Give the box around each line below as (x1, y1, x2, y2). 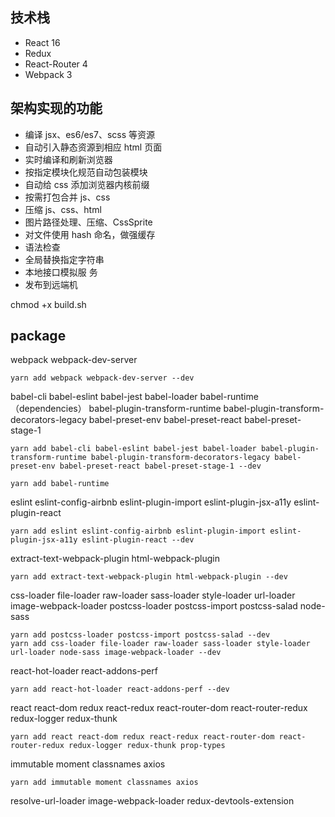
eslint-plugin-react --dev (81, 535, 195, 545)
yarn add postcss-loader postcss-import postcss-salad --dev (10, 630, 271, 640)
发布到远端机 (24, 278, 78, 290)
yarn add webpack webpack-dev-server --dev (10, 373, 195, 383)
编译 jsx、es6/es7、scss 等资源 (24, 128, 156, 140)
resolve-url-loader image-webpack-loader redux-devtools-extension (10, 795, 295, 807)
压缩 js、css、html (24, 203, 102, 215)
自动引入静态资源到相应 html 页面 (24, 141, 163, 153)
